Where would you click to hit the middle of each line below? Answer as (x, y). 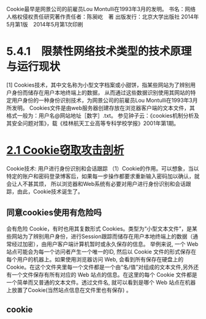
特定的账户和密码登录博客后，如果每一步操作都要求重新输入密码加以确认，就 (103, 176)
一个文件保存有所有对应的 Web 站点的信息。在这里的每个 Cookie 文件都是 (104, 274)
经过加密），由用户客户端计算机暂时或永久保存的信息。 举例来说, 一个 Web (105, 244)
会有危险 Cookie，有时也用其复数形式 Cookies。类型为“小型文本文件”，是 (99, 228)
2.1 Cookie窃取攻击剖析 (65, 151)
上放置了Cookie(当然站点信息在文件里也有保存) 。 (69, 290)
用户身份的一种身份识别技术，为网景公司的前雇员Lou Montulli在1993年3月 (105, 100)
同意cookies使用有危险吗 (54, 213)
